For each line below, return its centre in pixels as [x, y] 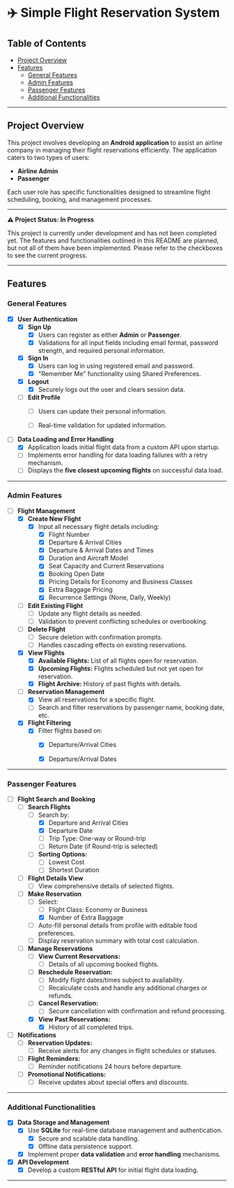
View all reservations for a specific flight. [96, 700]
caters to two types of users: [49, 157]
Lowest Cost [67, 862]
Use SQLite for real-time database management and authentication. [125, 1130]
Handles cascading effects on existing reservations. [112, 645]
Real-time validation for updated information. [102, 426]
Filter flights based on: [70, 731]
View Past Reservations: [74, 1019]
